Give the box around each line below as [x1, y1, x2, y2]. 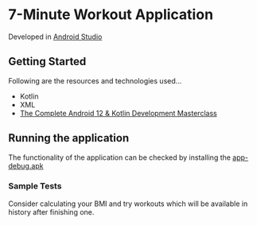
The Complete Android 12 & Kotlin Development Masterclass [19, 108, 217, 118]
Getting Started [8, 55, 87, 68]
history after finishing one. [8, 207, 95, 216]
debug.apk [8, 161, 44, 170]
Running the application [8, 131, 130, 145]
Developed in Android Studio [8, 32, 103, 41]
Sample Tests [8, 180, 62, 192]
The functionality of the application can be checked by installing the [8, 153, 231, 162]
